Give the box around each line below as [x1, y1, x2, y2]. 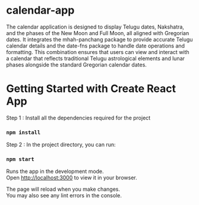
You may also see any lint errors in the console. [6, 192, 122, 199]
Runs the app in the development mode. [6, 168, 104, 175]
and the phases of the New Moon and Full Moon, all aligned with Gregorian [6, 29, 189, 36]
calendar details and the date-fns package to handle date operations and [6, 42, 185, 49]
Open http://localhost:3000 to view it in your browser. [6, 174, 138, 181]
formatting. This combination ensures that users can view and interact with [6, 48, 189, 55]
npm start [6, 156, 34, 163]
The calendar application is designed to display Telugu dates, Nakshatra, [6, 23, 184, 30]
